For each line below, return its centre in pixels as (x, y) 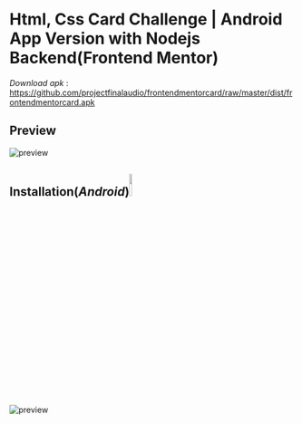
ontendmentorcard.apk (52, 102)
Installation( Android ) (69, 192)
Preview (33, 131)
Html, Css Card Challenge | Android (146, 19)
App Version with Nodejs (105, 39)
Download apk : (39, 82)
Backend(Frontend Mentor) (114, 58)
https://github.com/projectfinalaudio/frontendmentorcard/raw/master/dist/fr (151, 92)
